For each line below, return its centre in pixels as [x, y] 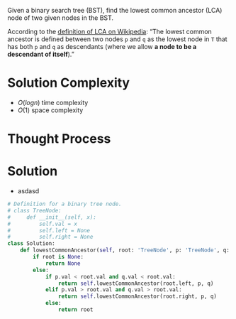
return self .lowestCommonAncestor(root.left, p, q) [136, 283]
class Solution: [31, 244]
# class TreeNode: [34, 210]
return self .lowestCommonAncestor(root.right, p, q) [137, 297]
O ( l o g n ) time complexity [53, 102]
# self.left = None [49, 230]
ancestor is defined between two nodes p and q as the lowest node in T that [118, 39]
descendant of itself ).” [41, 54]
